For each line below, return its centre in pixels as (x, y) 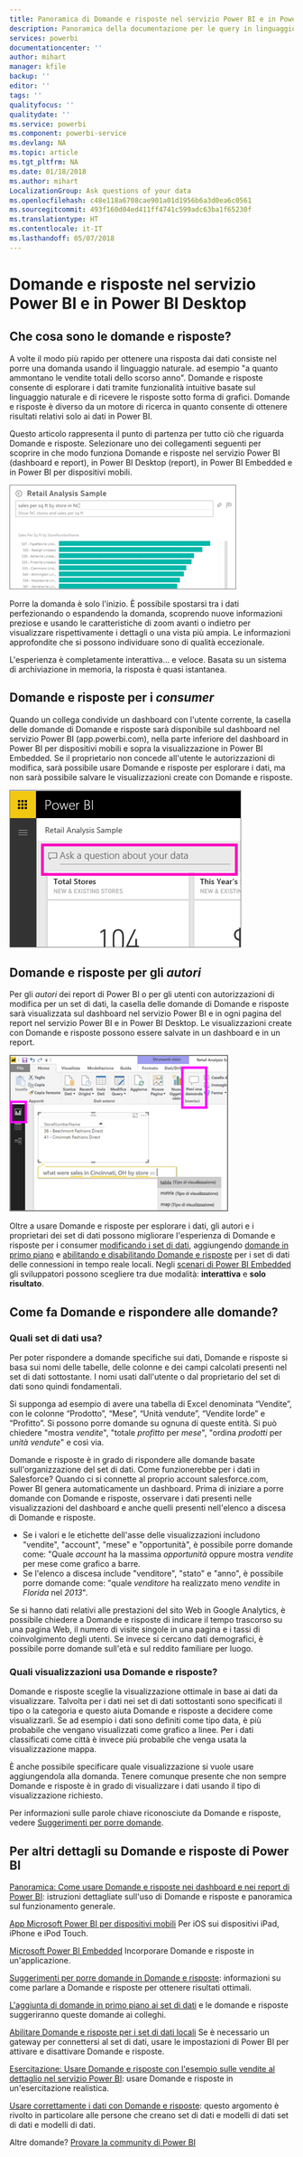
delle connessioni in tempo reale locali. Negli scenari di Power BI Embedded (150, 1265)
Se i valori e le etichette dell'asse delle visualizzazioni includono (141, 1535)
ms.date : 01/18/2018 (48, 172)
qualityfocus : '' (42, 105)
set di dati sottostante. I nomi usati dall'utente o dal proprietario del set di (145, 1377)
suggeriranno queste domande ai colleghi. (88, 2015)
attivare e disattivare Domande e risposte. (87, 2051)
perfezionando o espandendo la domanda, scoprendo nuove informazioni (146, 613)
